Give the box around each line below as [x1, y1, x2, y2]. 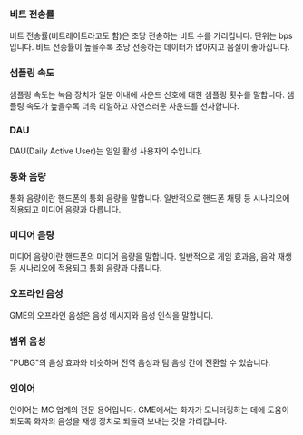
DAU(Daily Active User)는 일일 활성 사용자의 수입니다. [9, 145, 203, 156]
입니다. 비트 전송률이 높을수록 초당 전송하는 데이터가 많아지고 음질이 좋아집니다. [9, 42, 290, 53]
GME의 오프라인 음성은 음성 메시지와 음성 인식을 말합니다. [9, 310, 214, 321]
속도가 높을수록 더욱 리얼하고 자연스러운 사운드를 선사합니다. [25, 100, 240, 111]
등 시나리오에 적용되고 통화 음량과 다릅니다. [9, 262, 162, 273]
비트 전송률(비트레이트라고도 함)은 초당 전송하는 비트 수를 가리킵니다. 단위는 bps [9, 30, 293, 42]
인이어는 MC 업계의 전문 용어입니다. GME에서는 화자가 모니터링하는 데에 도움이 [9, 404, 290, 415]
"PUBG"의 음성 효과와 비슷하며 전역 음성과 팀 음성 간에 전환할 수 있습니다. [9, 357, 270, 369]
